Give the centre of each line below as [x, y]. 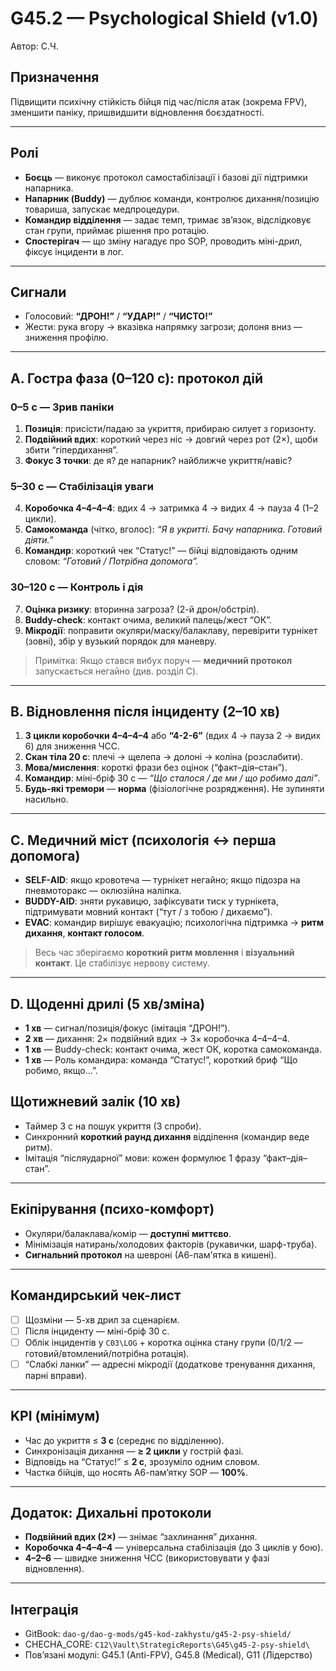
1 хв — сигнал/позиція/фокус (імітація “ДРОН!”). [127, 1028]
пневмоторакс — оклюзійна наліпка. [103, 891]
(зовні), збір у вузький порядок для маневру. [121, 641]
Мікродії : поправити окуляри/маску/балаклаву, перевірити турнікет [171, 630]
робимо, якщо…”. [61, 1071]
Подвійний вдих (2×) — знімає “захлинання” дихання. [141, 1537]
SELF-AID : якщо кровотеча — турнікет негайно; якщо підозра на [162, 880]
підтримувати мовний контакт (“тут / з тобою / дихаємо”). [148, 912]
